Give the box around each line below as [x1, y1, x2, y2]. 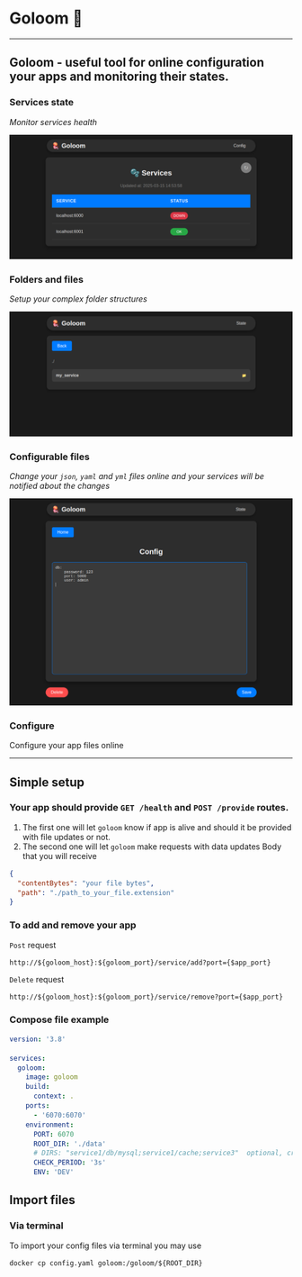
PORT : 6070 [32, 1129, 75, 1138]
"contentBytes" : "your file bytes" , [17, 878, 155, 888]
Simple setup [9, 774, 85, 790]
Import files [9, 1192, 75, 1208]
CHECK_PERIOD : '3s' [32, 1158, 106, 1167]
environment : [25, 1120, 75, 1129]
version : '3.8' [9, 1035, 67, 1044]
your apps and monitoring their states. [9, 69, 229, 85]
